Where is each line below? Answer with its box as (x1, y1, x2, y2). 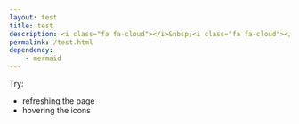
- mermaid (25, 54, 62, 63)
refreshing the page (21, 96, 95, 106)
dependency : (9, 46, 53, 55)
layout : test (9, 12, 58, 22)
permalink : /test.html (9, 37, 93, 47)
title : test (9, 21, 53, 30)
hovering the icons (21, 105, 91, 115)
